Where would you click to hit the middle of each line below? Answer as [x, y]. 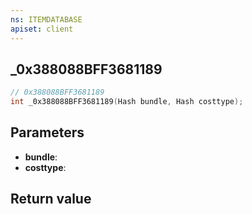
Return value [51, 199]
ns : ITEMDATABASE [46, 19]
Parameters [47, 132]
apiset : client [42, 29]
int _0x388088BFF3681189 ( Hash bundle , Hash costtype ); [127, 102]
